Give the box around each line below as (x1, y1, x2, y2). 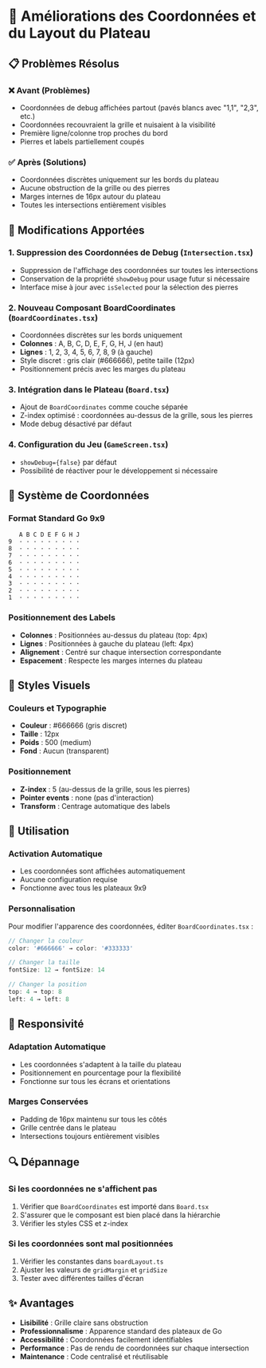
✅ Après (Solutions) (8, 156, 87, 168)
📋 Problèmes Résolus (8, 57, 119, 70)
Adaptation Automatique (8, 1041, 106, 1052)
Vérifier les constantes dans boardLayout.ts (19, 1256, 164, 1266)
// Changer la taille (8, 959, 80, 967)
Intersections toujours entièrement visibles (19, 1131, 160, 1141)
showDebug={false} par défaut (19, 457, 117, 467)
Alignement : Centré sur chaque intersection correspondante (19, 647, 221, 656)
